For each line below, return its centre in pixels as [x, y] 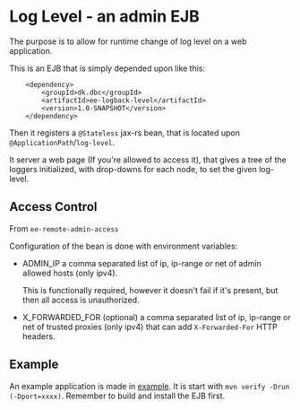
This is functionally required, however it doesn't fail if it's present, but [150, 290]
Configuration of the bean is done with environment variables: [124, 246]
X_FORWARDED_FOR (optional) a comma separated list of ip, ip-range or [156, 317]
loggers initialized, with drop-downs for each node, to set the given [133, 169]
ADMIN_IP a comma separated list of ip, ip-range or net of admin [141, 263]
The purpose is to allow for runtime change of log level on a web [129, 41]
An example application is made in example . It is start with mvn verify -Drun [150, 386]
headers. [39, 336]
